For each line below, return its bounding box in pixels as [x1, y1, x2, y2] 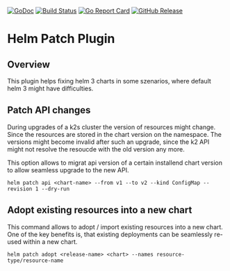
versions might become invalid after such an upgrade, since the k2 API [7, 138, 210, 146]
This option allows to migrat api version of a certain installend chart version [7, 158, 222, 167]
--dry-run [41, 185, 70, 192]
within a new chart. [23, 237, 78, 246]
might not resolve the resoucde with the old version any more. [7, 145, 186, 153]
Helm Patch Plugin [7, 31, 115, 47]
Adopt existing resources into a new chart [7, 204, 192, 216]
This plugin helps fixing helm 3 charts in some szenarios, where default [7, 77, 212, 85]
